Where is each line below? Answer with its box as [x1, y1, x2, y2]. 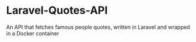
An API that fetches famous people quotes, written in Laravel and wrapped [6, 23, 191, 31]
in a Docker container [6, 29, 59, 37]
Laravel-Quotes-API [6, 4, 108, 17]
